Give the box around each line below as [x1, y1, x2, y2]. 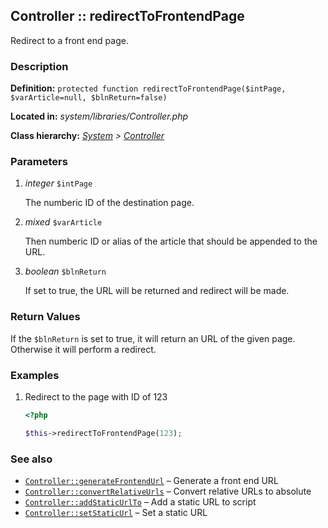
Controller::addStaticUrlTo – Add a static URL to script [24, 496, 257, 508]
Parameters [10, 155, 68, 169]
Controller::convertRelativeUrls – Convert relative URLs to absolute [24, 485, 312, 498]
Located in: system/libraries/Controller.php [10, 110, 189, 123]
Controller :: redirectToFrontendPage [10, 8, 245, 25]
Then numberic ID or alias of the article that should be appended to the [24, 235, 318, 248]
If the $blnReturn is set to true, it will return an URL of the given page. [10, 332, 296, 344]
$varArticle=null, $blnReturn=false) [10, 93, 168, 103]
